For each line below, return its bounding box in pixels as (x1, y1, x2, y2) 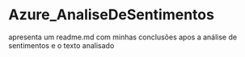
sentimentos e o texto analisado (8, 40, 115, 50)
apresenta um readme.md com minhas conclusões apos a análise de (8, 32, 237, 42)
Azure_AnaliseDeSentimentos (8, 6, 214, 24)
